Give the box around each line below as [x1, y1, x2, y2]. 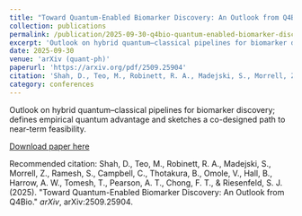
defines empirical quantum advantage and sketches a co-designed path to [9, 114, 286, 125]
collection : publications [9, 22, 106, 30]
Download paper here [9, 141, 90, 151]
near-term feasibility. [9, 123, 87, 134]
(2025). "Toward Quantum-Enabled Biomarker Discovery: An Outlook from [9, 186, 285, 197]
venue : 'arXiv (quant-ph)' [9, 55, 111, 64]
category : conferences [9, 80, 94, 89]
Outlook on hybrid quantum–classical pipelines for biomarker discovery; [9, 104, 276, 115]
